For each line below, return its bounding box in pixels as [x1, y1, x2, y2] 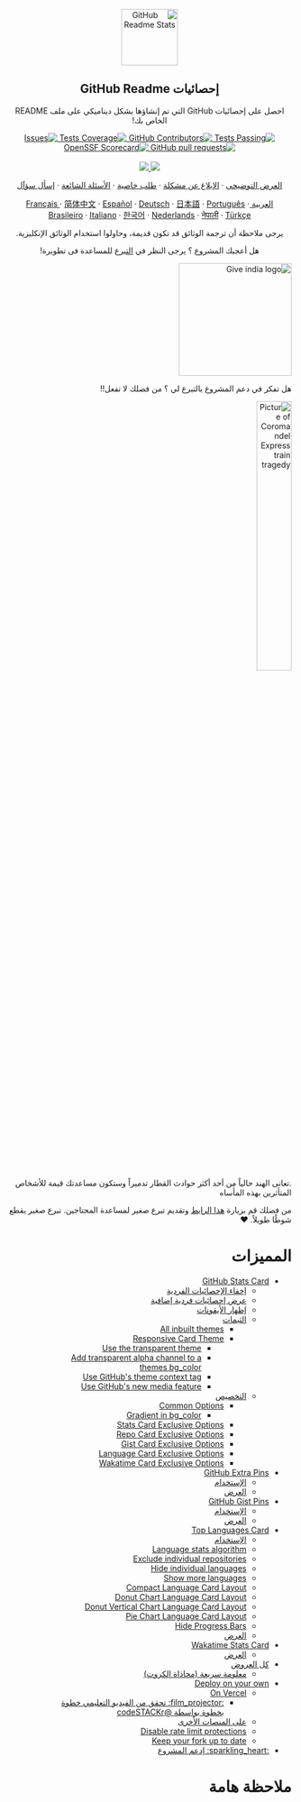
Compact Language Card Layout [125, 1582, 247, 1593]
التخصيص [215, 1390, 247, 1401]
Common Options [159, 1400, 224, 1411]
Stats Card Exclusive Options [116, 1419, 224, 1430]
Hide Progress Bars [174, 1620, 247, 1631]
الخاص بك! [132, 114, 168, 125]
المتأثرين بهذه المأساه [219, 1186, 292, 1198]
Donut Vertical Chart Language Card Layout [84, 1601, 247, 1612]
